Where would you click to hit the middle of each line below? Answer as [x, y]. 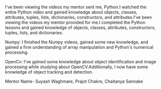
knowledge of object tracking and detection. [49, 72]
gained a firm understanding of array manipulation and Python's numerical [79, 47]
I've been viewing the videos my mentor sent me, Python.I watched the [76, 7]
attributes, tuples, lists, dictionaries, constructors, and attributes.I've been [79, 17]
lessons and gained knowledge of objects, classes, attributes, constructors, [80, 28]
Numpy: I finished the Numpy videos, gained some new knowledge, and [77, 42]
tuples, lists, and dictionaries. [34, 33]
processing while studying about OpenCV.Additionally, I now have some [77, 67]
